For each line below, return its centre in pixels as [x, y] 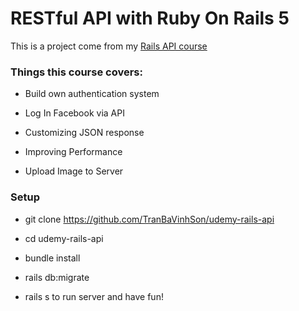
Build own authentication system [92, 94]
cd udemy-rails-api [64, 238]
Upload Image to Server [74, 171]
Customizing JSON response [84, 133]
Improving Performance [73, 152]
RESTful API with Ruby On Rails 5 [150, 18]
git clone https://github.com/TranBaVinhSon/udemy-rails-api [149, 219]
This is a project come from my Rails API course [109, 46]
